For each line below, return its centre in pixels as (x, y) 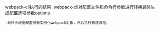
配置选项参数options (30, 13)
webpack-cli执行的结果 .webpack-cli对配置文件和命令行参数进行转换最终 (78, 7)
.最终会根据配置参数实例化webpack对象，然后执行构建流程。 (57, 23)
